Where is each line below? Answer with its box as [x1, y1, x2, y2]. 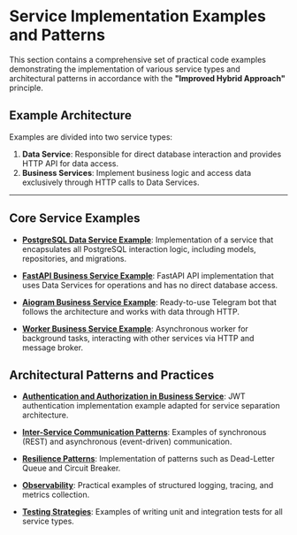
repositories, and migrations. [21, 253, 126, 264]
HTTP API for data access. [21, 157, 119, 169]
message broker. [21, 342, 84, 353]
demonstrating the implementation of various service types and [9, 64, 240, 74]
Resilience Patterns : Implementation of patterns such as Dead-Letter [21, 454, 276, 464]
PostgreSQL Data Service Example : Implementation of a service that [21, 234, 274, 245]
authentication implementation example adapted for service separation [21, 401, 280, 411]
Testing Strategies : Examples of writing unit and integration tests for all [21, 507, 283, 517]
